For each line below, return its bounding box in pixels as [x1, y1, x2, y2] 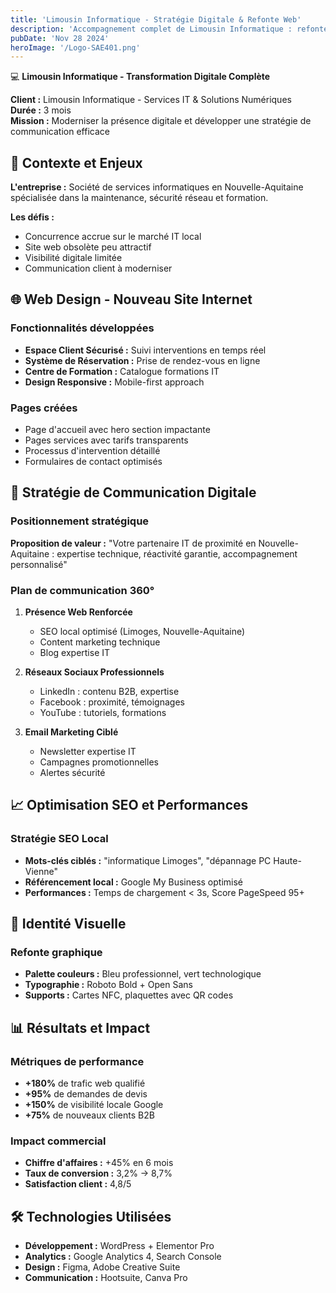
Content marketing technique [39, 636, 161, 648]
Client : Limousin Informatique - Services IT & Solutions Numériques [10, 94, 292, 106]
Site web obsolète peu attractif [24, 241, 152, 253]
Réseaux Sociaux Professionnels [24, 666, 165, 678]
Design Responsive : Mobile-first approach [24, 376, 205, 388]
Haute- [273, 854, 302, 866]
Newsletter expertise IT [39, 746, 137, 758]
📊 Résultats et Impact [10, 1019, 151, 1036]
